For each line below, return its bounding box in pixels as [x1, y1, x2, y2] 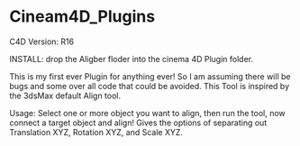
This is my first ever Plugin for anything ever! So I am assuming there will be [9, 70, 291, 82]
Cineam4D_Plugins [9, 6, 156, 27]
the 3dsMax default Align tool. [9, 90, 122, 101]
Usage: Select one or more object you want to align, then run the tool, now [9, 107, 286, 118]
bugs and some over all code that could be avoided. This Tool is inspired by [9, 80, 290, 91]
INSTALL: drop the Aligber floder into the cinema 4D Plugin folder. [9, 53, 254, 64]
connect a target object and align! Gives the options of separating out [9, 117, 268, 128]
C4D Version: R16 [9, 36, 75, 47]
